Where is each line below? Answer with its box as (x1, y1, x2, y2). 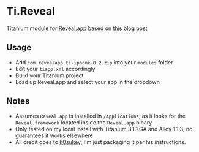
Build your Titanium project (15, 72, 84, 79)
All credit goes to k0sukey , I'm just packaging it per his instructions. (15, 138, 186, 145)
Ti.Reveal (6, 4, 55, 18)
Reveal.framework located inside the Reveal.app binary (15, 118, 152, 126)
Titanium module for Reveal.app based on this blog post (6, 25, 148, 32)
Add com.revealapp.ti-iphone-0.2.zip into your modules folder (15, 58, 173, 66)
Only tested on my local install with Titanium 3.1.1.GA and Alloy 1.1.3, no (15, 125, 193, 132)
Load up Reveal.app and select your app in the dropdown (15, 78, 160, 85)
